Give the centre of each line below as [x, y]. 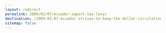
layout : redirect [23, 9]
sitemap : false [21, 23]
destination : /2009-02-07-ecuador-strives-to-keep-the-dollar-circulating [84, 18]
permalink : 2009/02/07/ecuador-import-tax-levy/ [56, 14]
